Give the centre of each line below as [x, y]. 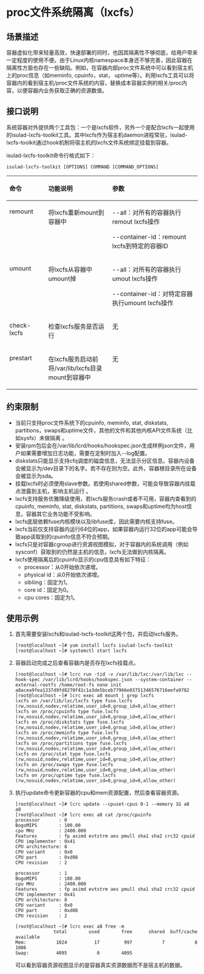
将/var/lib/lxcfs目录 [75, 368]
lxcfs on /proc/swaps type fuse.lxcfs [64, 765]
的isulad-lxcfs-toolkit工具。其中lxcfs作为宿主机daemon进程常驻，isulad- [97, 135]
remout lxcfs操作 [136, 221]
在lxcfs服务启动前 [73, 359]
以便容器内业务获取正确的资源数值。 [62, 91]
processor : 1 [41, 873]
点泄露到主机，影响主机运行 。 [53, 491]
